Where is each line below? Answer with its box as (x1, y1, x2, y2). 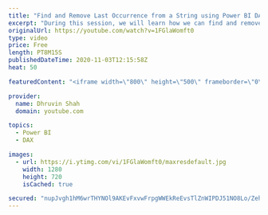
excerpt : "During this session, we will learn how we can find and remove (8, 19, 262, 27)
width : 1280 (22, 165, 62, 174)
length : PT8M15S (8, 49, 62, 57)
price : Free (8, 41, 48, 49)
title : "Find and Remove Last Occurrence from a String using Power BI (8, 11, 251, 20)
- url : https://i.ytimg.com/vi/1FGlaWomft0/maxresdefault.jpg (15, 158, 227, 166)
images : (8, 150, 34, 158)
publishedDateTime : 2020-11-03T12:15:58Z (8, 57, 148, 64)
